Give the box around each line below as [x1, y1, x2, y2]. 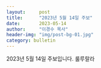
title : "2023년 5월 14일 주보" [6, 15, 93, 21]
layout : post [6, 9, 50, 15]
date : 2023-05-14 [6, 20, 67, 26]
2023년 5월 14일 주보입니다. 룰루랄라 [6, 55, 95, 62]
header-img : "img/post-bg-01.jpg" [6, 32, 94, 38]
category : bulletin [6, 37, 56, 43]
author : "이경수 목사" [6, 26, 69, 32]
